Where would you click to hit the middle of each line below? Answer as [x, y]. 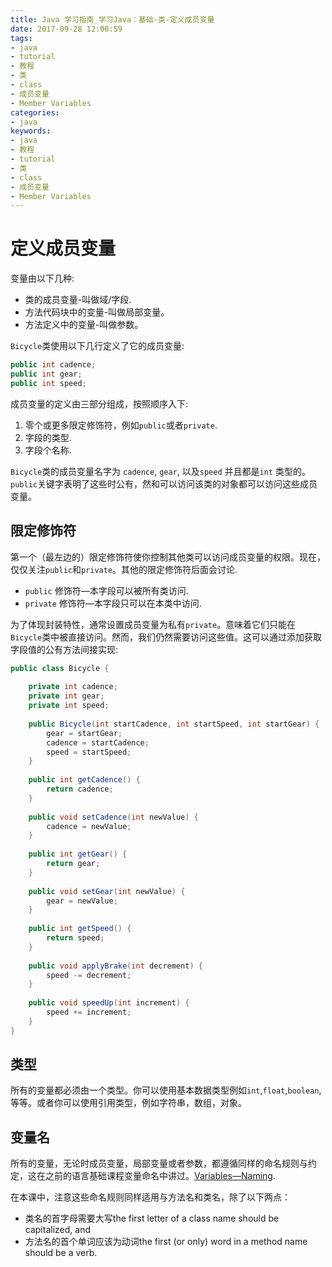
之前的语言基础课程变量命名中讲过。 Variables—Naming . [160, 1176]
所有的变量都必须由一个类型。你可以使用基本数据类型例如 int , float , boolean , [166, 1090]
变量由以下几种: [42, 278]
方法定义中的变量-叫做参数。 [84, 325]
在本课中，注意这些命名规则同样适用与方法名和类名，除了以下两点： [150, 1197]
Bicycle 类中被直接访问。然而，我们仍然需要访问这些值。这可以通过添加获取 [166, 637]
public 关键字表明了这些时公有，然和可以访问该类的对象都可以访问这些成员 [164, 483]
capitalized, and [57, 1230]
